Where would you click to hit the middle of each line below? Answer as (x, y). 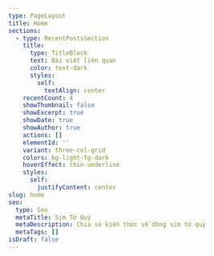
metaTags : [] (37, 232)
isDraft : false (34, 240)
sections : (25, 30)
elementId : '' (46, 142)
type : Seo (32, 209)
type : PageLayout (37, 16)
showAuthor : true (52, 128)
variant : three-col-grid (64, 150)
